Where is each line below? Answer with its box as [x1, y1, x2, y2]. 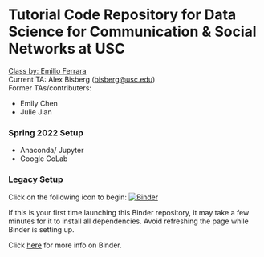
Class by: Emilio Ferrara [8, 66, 87, 75]
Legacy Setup [8, 174, 63, 185]
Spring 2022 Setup [8, 126, 84, 138]
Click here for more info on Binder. [8, 240, 122, 250]
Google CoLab [19, 154, 68, 163]
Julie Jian [19, 106, 52, 117]
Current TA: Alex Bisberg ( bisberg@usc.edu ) [8, 74, 156, 84]
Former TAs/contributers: [8, 82, 92, 93]
